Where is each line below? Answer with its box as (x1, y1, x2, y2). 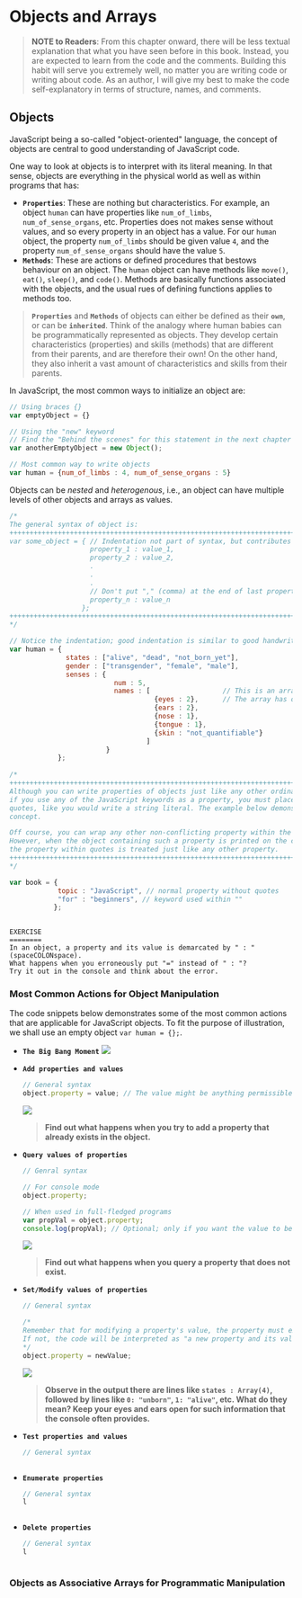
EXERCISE (9, 928, 42, 937)
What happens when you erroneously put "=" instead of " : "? (9, 960, 247, 969)
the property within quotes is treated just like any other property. (9, 845, 280, 854)
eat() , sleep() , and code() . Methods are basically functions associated (22, 273, 286, 284)
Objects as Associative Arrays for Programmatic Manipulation (9, 1576, 286, 1589)
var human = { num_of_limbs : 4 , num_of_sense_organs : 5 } (9, 469, 231, 478)
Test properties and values (22, 1432, 128, 1441)
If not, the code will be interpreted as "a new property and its (22, 1335, 277, 1344)
